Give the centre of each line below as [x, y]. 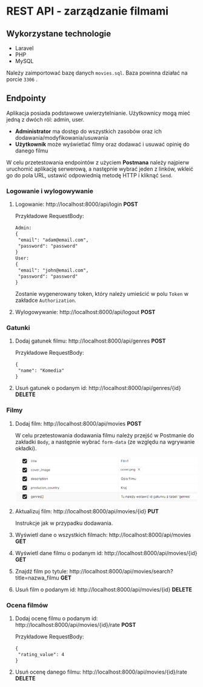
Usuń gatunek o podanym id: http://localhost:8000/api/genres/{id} [98, 388]
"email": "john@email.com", [53, 271]
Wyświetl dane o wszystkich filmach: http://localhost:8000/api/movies [103, 535]
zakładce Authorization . [46, 300]
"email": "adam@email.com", [53, 240]
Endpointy [26, 98]
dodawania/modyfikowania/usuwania [62, 137]
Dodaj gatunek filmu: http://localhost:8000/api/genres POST [90, 341]
